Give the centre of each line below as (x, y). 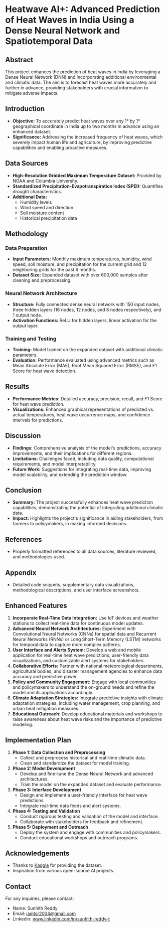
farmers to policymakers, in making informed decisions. (70, 524)
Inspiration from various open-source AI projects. (63, 871)
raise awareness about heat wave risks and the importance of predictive (87, 719)
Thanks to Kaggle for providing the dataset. (57, 865)
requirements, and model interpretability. (54, 464)
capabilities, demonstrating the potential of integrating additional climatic (88, 508)
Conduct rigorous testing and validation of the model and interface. (90, 816)
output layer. (25, 326)
